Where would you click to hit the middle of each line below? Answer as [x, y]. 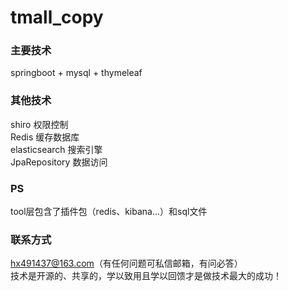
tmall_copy [57, 17]
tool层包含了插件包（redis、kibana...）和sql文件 [109, 212]
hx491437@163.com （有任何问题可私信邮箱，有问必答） [126, 263]
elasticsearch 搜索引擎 [56, 149]
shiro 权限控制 [39, 124]
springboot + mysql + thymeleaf [76, 73]
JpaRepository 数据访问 [59, 162]
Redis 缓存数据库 [45, 137]
